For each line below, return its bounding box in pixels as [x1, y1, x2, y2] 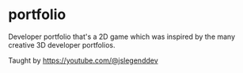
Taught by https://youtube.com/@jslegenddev [8, 56, 158, 65]
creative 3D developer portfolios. [8, 40, 116, 49]
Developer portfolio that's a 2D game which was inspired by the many [8, 32, 236, 41]
